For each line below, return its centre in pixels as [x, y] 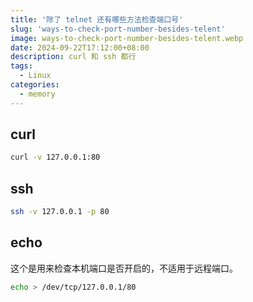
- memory [37, 94]
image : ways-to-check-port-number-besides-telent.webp [127, 38]
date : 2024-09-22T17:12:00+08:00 [80, 47]
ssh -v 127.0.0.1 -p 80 [60, 212]
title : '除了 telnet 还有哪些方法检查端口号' [97, 19]
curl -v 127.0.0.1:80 [55, 157]
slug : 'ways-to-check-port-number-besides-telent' [118, 29]
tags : [21, 66]
